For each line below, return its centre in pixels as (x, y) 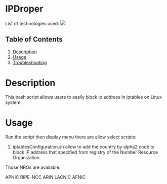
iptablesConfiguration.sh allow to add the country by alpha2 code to (83, 146)
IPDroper (24, 9)
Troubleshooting (30, 62)
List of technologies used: (32, 23)
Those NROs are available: (33, 167)
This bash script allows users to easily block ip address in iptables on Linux (83, 97)
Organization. (27, 157)
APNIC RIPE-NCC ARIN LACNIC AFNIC (46, 177)
